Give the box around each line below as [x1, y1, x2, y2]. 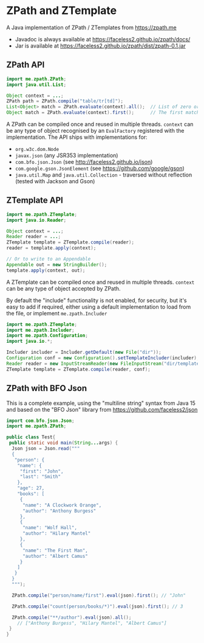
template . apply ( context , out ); [6, 267, 86, 273]
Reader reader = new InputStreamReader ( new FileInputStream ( [6, 360, 165, 367]
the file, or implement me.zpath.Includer [6, 309, 107, 317]
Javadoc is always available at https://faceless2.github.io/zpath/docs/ [15, 35, 191, 43]
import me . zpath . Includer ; [6, 327, 75, 333]
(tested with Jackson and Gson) [15, 178, 95, 184]
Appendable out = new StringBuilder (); [6, 261, 107, 268]
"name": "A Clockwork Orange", [22, 502, 102, 508]
